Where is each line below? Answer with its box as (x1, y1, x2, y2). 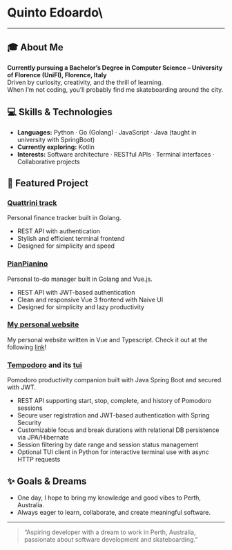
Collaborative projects (17, 157, 81, 166)
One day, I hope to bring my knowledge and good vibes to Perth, (17, 493, 202, 502)
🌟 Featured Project (7, 177, 88, 189)
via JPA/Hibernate (17, 433, 69, 442)
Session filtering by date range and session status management (17, 440, 199, 449)
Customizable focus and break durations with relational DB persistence (17, 426, 220, 434)
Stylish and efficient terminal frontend (17, 235, 125, 243)
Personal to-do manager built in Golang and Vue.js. (7, 275, 153, 283)
